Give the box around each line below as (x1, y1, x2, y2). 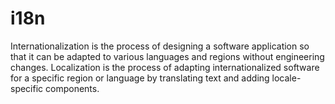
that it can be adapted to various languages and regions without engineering (10, 50, 325, 62)
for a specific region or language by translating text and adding (10, 72, 270, 84)
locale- (271, 72, 302, 84)
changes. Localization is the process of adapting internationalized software (10, 61, 320, 73)
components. (45, 82, 100, 94)
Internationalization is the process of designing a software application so (10, 40, 310, 52)
